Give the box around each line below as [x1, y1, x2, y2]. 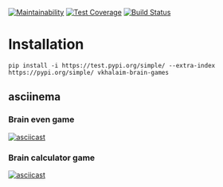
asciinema [8, 90, 61, 103]
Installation [8, 36, 84, 53]
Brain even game [8, 114, 75, 125]
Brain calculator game [8, 152, 96, 163]
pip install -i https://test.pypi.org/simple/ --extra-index [8, 61, 216, 69]
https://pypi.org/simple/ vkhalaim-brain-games [8, 68, 170, 76]
